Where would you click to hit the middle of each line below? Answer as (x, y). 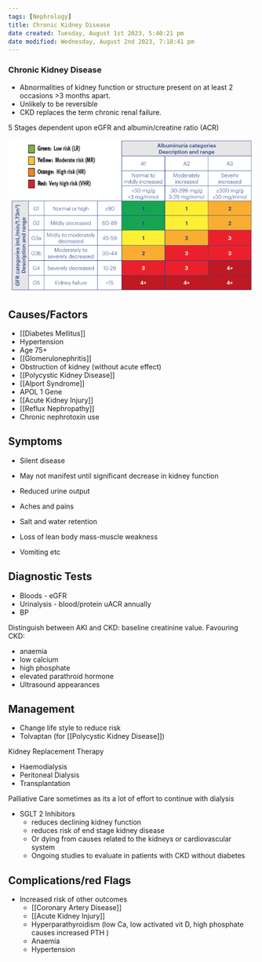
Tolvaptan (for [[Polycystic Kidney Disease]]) (92, 736)
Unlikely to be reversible (58, 104)
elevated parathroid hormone (67, 676)
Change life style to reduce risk (70, 728)
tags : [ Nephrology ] (40, 17)
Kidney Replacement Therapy (56, 751)
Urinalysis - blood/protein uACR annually (85, 604)
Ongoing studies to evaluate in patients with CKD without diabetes (138, 856)
